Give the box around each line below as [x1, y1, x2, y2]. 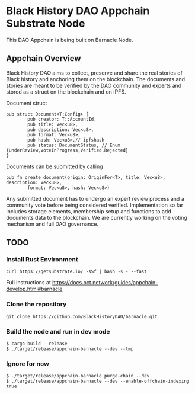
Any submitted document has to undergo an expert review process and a [6, 195, 185, 202]
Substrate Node [6, 17, 85, 30]
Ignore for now [6, 360, 49, 368]
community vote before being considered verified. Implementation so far [6, 201, 184, 209]
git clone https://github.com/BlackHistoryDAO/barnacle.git [6, 313, 158, 319]
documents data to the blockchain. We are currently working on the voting [6, 214, 188, 221]
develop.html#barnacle [6, 286, 63, 293]
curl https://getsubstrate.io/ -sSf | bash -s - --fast [6, 268, 147, 275]
